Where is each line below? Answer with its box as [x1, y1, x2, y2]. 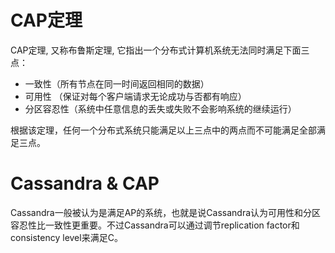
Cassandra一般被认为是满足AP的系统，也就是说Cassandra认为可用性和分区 [10, 206, 322, 218]
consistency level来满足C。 [10, 231, 123, 243]
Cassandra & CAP [10, 172, 160, 195]
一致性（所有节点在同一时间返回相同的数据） [24, 77, 210, 90]
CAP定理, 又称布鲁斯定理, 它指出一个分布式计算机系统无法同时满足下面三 [10, 44, 310, 56]
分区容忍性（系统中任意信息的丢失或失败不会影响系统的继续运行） [24, 102, 297, 115]
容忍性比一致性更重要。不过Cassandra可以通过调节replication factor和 [10, 219, 300, 231]
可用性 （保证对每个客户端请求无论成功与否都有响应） [24, 90, 247, 102]
